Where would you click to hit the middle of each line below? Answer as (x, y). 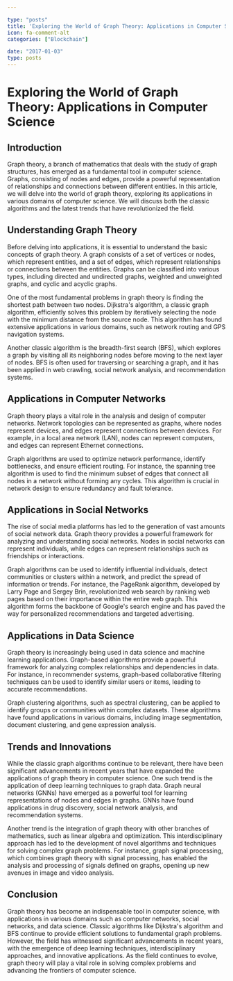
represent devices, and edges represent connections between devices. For (114, 430)
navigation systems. (36, 334)
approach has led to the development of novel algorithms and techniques (112, 844)
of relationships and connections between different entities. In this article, (112, 186)
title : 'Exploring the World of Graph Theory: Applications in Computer (114, 26)
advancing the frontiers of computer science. (72, 970)
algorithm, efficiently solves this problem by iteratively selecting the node (112, 312)
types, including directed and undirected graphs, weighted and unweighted (115, 276)
